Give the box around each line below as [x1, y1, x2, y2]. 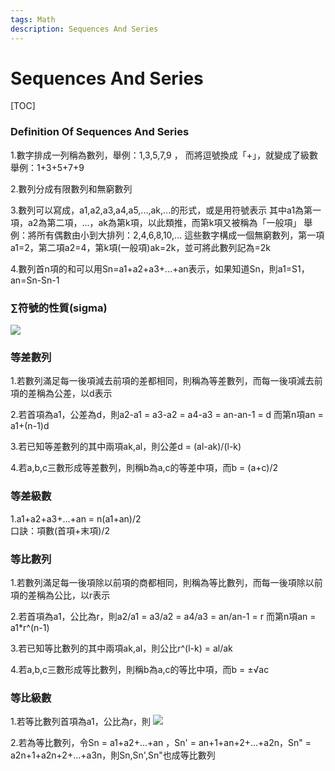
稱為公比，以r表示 [36, 589, 111, 601]
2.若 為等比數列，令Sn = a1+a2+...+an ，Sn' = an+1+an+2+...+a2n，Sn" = [10, 737, 312, 749]
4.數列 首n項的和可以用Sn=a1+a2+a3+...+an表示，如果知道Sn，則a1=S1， [10, 262, 310, 275]
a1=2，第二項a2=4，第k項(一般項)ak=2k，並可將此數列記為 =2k [10, 241, 271, 253]
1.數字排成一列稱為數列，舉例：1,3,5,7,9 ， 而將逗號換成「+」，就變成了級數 [10, 149, 318, 161]
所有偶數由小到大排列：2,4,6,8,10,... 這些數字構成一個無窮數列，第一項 [36, 229, 325, 241]
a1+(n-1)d [10, 420, 50, 432]
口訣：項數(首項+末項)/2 [10, 524, 111, 536]
